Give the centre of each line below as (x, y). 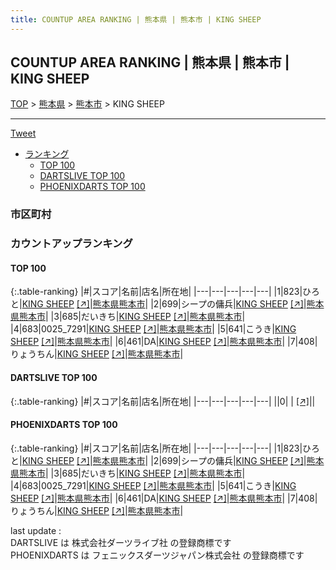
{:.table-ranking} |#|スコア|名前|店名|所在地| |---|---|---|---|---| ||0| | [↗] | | (163, 401)
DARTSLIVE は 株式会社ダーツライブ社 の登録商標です (121, 542)
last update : (36, 530)
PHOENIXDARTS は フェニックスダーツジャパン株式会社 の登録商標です (157, 555)
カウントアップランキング (71, 244)
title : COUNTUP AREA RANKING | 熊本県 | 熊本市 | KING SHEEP (136, 19)
